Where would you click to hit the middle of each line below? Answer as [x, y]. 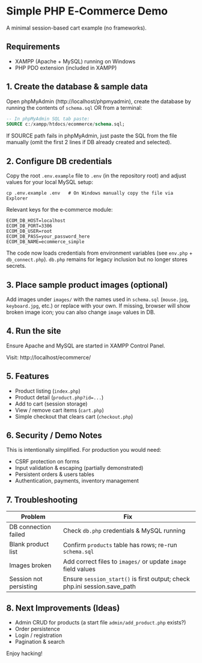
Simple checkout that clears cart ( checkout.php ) [74, 416]
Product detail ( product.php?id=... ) [59, 397]
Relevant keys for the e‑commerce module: [60, 210]
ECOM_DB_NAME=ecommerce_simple [45, 242]
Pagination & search [40, 642]
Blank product [29, 544]
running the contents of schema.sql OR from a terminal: [74, 107]
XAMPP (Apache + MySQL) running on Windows [75, 61]
